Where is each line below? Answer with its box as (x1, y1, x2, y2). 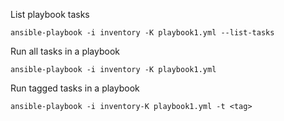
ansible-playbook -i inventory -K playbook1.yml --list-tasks (10, 28, 275, 38)
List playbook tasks (10, 9, 90, 20)
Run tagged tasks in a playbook (10, 82, 140, 94)
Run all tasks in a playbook (10, 45, 120, 57)
